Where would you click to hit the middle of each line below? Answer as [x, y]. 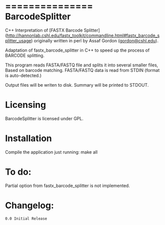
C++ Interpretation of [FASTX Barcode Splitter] [52, 30]
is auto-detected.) [23, 75]
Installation [29, 139]
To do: [18, 172]
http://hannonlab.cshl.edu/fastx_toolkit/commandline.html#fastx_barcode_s [83, 35]
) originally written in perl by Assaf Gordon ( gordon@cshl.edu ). [95, 40]
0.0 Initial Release [26, 219]
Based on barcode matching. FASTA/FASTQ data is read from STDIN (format [82, 70]
